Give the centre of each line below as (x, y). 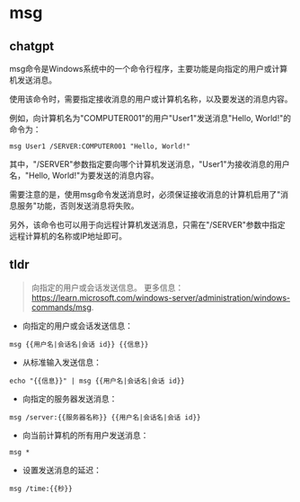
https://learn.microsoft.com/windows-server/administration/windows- (160, 297)
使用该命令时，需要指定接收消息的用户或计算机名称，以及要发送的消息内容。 (151, 99)
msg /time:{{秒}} (41, 489)
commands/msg (62, 307)
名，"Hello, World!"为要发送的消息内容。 (84, 175)
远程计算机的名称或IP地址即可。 (68, 236)
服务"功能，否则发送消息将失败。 (78, 206)
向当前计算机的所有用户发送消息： (85, 435)
